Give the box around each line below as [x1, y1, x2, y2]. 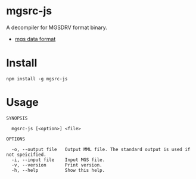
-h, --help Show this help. [11, 167, 105, 173]
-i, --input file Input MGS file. [11, 156, 105, 163]
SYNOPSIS [6, 115, 28, 121]
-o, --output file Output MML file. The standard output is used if [11, 146, 191, 152]
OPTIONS [6, 136, 26, 142]
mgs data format [14, 35, 56, 42]
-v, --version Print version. [11, 162, 102, 168]
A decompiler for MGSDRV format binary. [6, 24, 107, 31]
